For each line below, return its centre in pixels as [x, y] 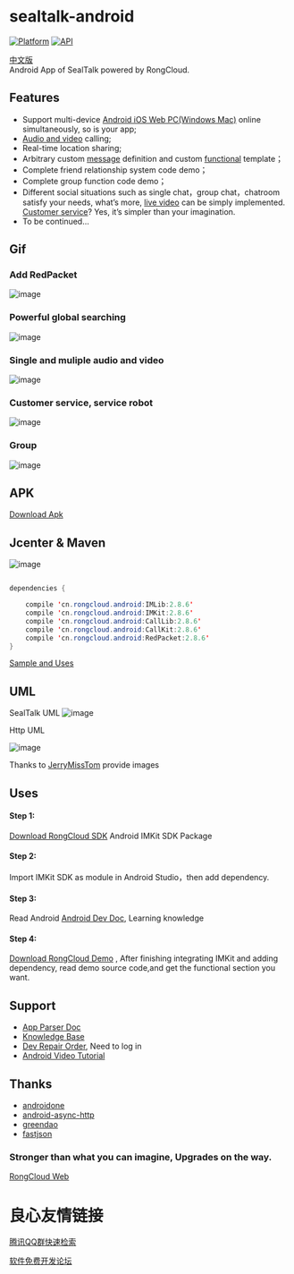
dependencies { [38, 589]
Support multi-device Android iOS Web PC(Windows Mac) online [142, 119]
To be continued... [55, 221]
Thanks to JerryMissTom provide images [84, 765]
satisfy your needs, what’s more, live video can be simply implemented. [154, 202]
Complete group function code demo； [94, 181]
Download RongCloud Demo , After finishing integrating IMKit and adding [144, 958]
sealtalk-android [72, 17]
